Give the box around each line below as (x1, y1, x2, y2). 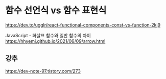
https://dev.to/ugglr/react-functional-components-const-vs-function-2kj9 (5, 21, 161, 28)
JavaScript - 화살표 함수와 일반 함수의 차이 (5, 32, 91, 38)
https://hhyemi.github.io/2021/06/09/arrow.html (5, 38, 106, 44)
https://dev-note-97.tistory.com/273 (5, 68, 81, 74)
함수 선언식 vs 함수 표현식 (5, 5, 107, 16)
